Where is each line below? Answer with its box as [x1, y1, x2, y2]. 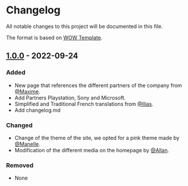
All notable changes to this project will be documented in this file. [6, 23, 163, 30]
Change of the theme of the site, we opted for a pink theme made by [14, 134, 180, 141]
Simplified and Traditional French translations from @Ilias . [14, 100, 154, 107]
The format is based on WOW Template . [6, 34, 103, 41]
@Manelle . [14, 141, 41, 148]
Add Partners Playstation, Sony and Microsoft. [14, 94, 126, 101]
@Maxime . [14, 88, 41, 95]
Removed [6, 161, 34, 169]
